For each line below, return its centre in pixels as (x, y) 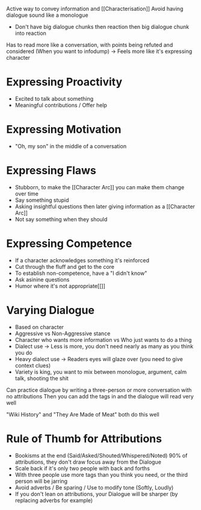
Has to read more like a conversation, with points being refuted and (90, 45)
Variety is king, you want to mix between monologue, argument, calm (101, 372)
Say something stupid (42, 200)
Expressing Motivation (64, 130)
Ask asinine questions (42, 279)
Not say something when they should (61, 219)
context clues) (33, 365)
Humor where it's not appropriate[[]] (60, 286)
